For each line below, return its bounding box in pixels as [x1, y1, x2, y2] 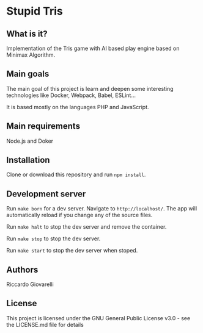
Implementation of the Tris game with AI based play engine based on [6, 45, 180, 52]
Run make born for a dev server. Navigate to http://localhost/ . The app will [6, 205, 197, 212]
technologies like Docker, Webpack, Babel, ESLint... [6, 91, 136, 99]
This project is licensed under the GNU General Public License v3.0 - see [6, 314, 191, 321]
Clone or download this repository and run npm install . [6, 171, 146, 178]
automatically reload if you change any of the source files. [6, 212, 153, 219]
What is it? [6, 29, 48, 39]
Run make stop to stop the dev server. [6, 235, 101, 242]
